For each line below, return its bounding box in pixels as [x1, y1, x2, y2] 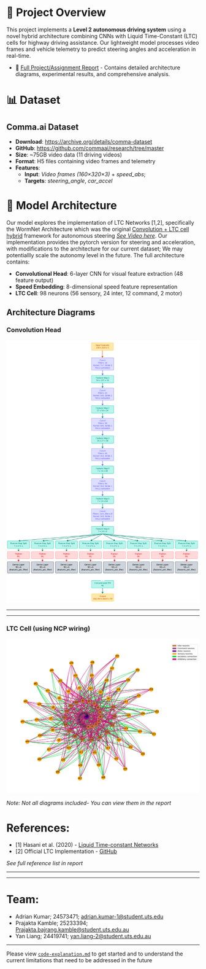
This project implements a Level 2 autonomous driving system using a [6, 26, 186, 33]
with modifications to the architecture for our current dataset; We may [6, 245, 183, 252]
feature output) [15, 276, 54, 284]
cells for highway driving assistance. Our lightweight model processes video [6, 39, 199, 46]
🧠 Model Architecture [6, 199, 118, 212]
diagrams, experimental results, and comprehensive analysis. [15, 70, 170, 77]
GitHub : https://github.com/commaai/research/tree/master [15, 144, 164, 152]
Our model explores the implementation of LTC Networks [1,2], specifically [6, 219, 194, 226]
